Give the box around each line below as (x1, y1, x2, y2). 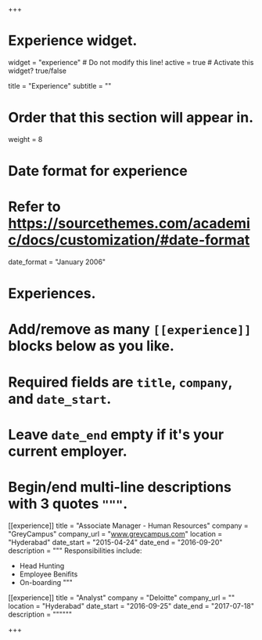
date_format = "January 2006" (8, 257, 106, 267)
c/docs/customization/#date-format (8, 231, 250, 249)
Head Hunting (19, 561, 65, 570)
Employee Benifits (19, 569, 78, 579)
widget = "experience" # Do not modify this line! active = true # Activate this (8, 57, 254, 67)
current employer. (8, 442, 127, 460)
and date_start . (8, 390, 112, 408)
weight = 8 (8, 134, 43, 144)
